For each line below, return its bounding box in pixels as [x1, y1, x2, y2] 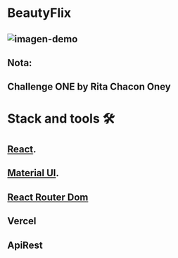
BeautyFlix [7, 5, 72, 21]
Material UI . [7, 167, 60, 179]
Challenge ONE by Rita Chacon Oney [7, 81, 171, 93]
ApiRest [7, 239, 44, 251]
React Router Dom [7, 191, 89, 203]
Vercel [7, 215, 37, 227]
